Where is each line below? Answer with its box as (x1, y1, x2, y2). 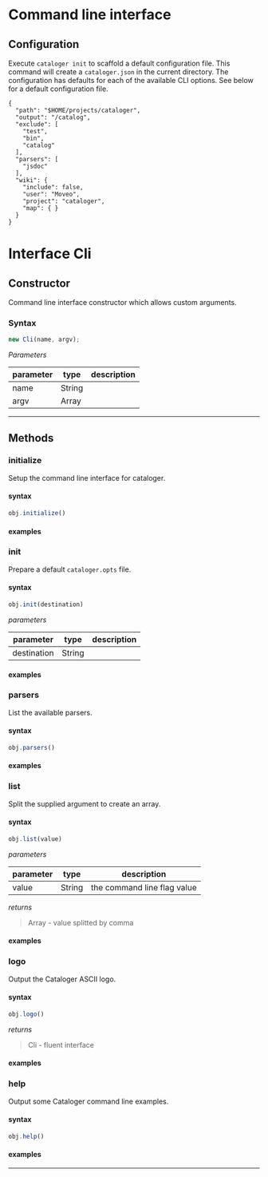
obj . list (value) (8, 834, 62, 843)
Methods (8, 431, 54, 445)
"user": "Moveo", (22, 190, 81, 198)
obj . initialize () (8, 509, 66, 517)
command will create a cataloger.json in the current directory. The (8, 67, 229, 77)
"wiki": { (15, 176, 48, 184)
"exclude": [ (15, 121, 59, 129)
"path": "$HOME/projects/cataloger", (15, 106, 141, 114)
